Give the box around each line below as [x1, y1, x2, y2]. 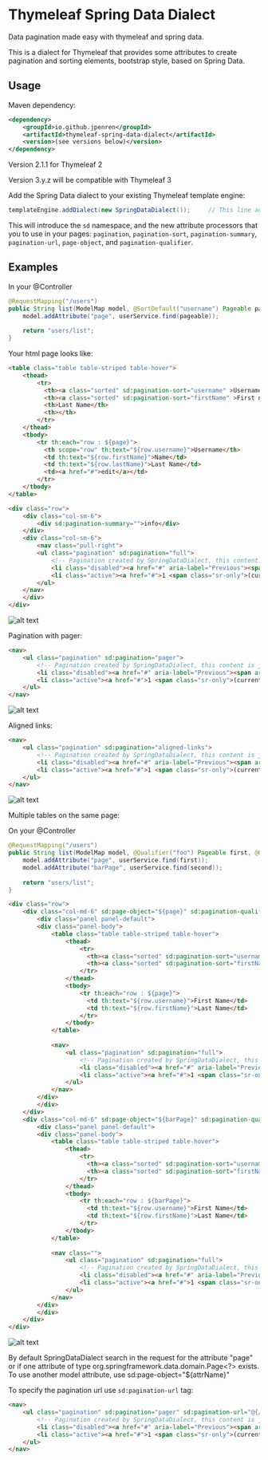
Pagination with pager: [8, 631, 82, 641]
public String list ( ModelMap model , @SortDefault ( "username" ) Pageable [8, 305, 251, 313]
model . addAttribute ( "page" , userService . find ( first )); [22, 856, 209, 865]
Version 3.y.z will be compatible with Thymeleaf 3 [8, 176, 171, 185]
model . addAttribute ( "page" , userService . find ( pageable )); [22, 312, 219, 320]
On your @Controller [8, 826, 77, 835]
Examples [8, 261, 58, 274]
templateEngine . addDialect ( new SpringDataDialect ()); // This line [8, 206, 251, 215]
